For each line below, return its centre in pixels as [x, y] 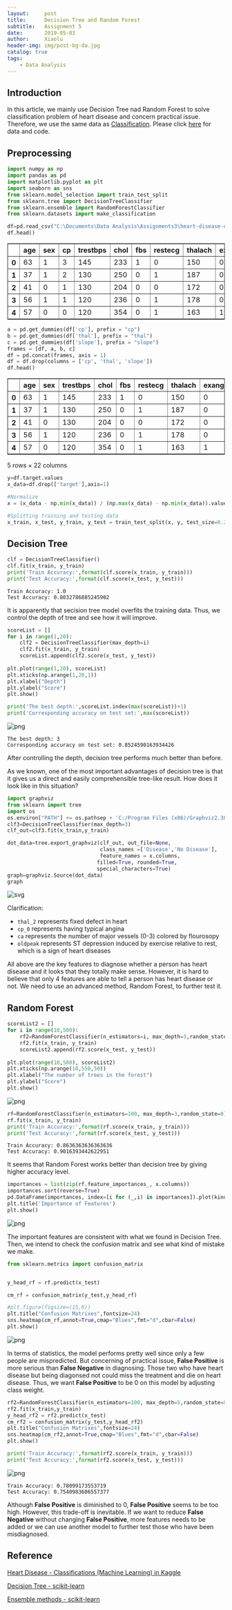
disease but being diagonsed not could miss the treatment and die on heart [114, 1375]
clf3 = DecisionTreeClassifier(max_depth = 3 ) [69, 824]
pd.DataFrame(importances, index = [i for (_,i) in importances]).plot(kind [117, 1197]
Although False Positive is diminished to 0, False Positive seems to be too [113, 1504]
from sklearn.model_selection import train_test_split [88, 195]
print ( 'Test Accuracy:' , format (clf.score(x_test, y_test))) [96, 579]
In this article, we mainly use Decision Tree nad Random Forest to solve [108, 109]
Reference [30, 1556]
